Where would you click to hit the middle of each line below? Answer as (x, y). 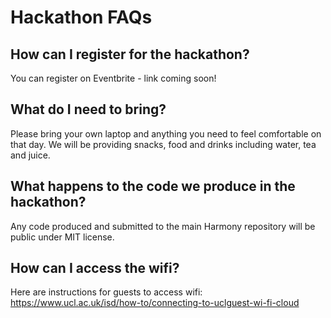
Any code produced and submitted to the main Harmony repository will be (163, 226)
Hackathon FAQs (81, 17)
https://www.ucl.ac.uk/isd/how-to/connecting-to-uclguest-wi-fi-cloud (155, 303)
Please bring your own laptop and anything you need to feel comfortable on (166, 133)
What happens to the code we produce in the (153, 186)
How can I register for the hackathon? (130, 54)
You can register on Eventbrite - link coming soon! (113, 78)
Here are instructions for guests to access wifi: (106, 292)
